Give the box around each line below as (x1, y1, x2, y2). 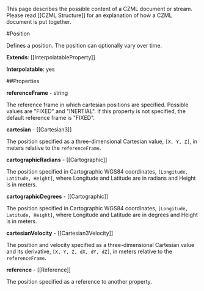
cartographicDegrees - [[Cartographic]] (6, 193, 109, 200)
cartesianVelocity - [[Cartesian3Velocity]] (6, 229, 114, 237)
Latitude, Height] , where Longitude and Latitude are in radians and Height (6, 174, 196, 182)
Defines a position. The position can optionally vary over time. (6, 42, 162, 49)
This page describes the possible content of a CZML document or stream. (6, 6, 192, 12)
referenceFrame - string (6, 89, 68, 97)
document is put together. (6, 18, 71, 25)
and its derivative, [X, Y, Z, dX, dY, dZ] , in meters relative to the (6, 248, 173, 255)
